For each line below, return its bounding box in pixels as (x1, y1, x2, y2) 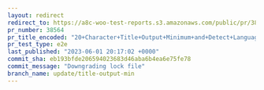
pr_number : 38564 (7, 26, 65, 34)
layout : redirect (7, 11, 65, 20)
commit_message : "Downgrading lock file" (7, 63, 146, 70)
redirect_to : (7, 19, 50, 27)
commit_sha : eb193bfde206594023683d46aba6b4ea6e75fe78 (7, 56, 191, 63)
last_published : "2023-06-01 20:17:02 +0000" (7, 48, 159, 56)
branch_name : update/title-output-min (7, 70, 135, 77)
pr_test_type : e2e (7, 41, 68, 49)
